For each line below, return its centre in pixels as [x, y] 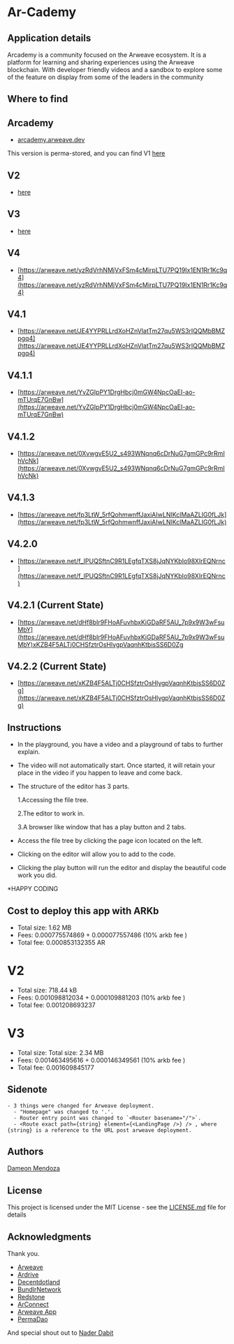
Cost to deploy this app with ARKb [83, 911]
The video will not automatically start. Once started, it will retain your [116, 765]
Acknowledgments [50, 1237]
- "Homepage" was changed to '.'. [64, 1112]
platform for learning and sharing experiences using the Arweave [101, 62]
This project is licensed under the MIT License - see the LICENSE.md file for [117, 1207]
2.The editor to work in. [51, 813]
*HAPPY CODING [33, 889]
